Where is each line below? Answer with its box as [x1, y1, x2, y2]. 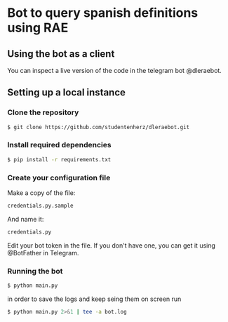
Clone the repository [7, 107, 79, 117]
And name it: [7, 215, 44, 223]
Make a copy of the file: [7, 189, 76, 197]
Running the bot [7, 266, 63, 276]
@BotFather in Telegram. [7, 248, 79, 257]
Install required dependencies [7, 140, 112, 150]
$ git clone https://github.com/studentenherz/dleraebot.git [7, 123, 190, 130]
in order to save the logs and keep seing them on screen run [7, 295, 182, 303]
